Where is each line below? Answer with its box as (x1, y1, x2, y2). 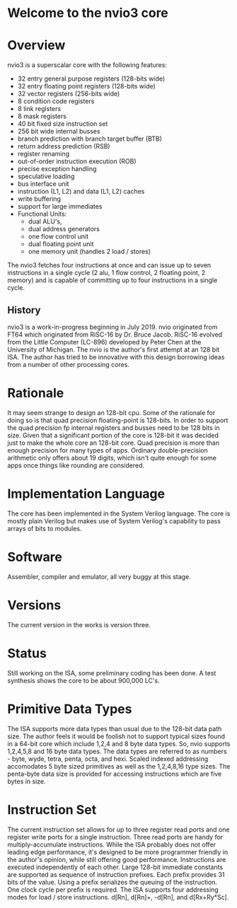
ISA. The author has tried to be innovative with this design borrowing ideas (7, 352, 225, 361)
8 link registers (17, 105, 62, 113)
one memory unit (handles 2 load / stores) (28, 248, 151, 256)
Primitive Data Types (7, 701, 132, 717)
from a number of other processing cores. (7, 360, 129, 368)
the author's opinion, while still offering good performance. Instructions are (7, 855, 226, 863)
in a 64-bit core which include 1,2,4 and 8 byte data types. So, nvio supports (7, 739, 231, 747)
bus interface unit (17, 180, 69, 188)
